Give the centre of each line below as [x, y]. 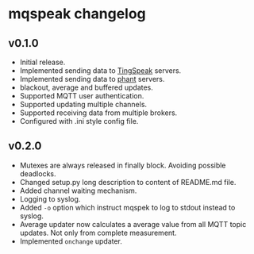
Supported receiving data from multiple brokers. [98, 113]
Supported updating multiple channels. [83, 104]
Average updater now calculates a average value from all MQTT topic [133, 224]
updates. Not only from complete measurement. [98, 233]
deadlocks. [38, 173]
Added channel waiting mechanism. [78, 190]
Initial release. [42, 62]
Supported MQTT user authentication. [82, 96]
